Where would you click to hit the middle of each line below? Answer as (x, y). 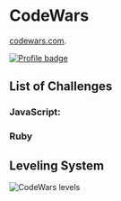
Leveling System (57, 165)
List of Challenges (61, 87)
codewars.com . (38, 41)
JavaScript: (35, 112)
